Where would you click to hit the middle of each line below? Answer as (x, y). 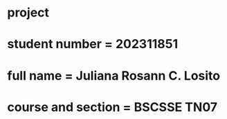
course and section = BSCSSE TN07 (112, 107)
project (28, 13)
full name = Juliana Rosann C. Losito (114, 75)
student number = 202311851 (93, 44)
